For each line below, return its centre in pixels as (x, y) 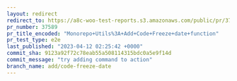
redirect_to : (26, 20)
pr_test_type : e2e (34, 40)
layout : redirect (32, 14)
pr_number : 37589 (32, 27)
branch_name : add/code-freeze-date (59, 66)
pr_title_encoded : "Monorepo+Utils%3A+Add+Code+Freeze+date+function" (113, 33)
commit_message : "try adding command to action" (80, 60)
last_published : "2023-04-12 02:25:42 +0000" (75, 46)
